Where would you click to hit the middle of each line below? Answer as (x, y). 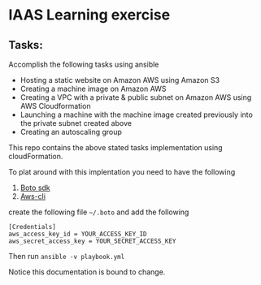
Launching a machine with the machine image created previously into (137, 114)
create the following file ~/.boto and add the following (99, 212)
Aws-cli (33, 196)
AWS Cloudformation (55, 106)
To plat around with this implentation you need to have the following (122, 172)
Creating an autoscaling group (71, 132)
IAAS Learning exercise (89, 15)
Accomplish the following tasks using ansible (84, 64)
